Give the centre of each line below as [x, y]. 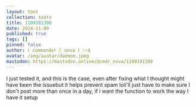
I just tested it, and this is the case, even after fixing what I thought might [95, 78]
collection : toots [29, 17]
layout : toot [22, 12]
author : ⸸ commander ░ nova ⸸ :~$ [48, 51]
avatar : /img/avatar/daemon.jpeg [48, 56]
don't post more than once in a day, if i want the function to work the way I [97, 91]
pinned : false [24, 45]
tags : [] [17, 39]
